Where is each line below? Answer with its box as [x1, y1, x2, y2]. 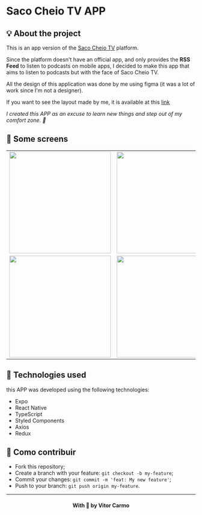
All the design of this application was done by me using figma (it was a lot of [6, 80, 195, 87]
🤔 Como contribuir [6, 447, 76, 458]
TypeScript [14, 410, 43, 417]
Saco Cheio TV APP [6, 4, 106, 18]
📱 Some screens [6, 134, 69, 144]
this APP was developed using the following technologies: [6, 386, 150, 393]
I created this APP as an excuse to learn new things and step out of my [6, 110, 182, 117]
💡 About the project [6, 28, 81, 39]
